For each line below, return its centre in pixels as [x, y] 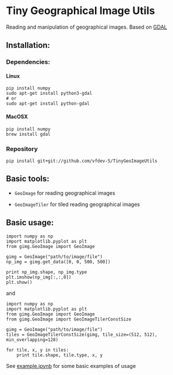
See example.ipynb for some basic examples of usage [71, 366]
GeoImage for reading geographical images [65, 193]
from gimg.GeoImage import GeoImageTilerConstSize [69, 319]
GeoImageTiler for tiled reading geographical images [77, 204]
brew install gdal [28, 134]
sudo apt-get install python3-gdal [49, 94]
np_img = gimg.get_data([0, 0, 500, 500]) [58, 262]
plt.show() [19, 282]
